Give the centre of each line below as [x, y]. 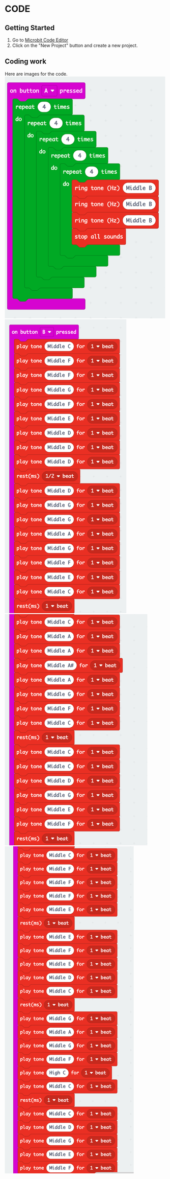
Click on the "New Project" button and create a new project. [75, 45]
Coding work [26, 62]
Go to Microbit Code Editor [40, 40]
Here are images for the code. [36, 74]
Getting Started [30, 28]
